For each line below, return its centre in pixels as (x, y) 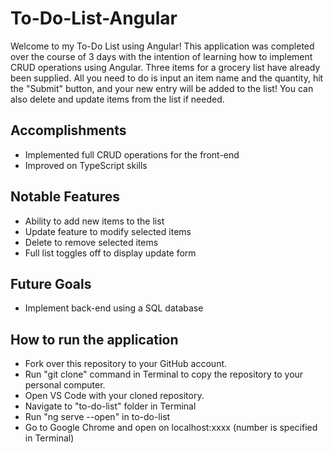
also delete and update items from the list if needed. (117, 99)
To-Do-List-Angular (94, 18)
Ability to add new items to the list (94, 221)
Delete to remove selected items (91, 242)
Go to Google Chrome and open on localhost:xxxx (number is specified (171, 428)
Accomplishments (68, 130)
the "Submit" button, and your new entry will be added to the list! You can (162, 88)
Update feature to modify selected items (108, 231)
